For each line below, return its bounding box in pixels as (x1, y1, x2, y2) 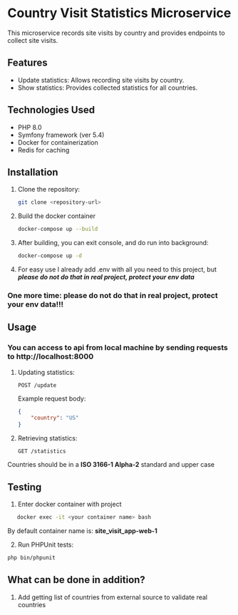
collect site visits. (7, 36, 58, 44)
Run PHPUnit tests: (17, 540, 74, 549)
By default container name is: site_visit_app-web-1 (7, 526, 158, 535)
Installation (7, 166, 58, 178)
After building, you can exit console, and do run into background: (17, 239, 209, 247)
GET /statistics (17, 448, 66, 455)
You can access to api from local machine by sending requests (7, 343, 228, 353)
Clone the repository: (17, 185, 81, 194)
